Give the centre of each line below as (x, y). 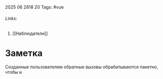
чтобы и (14, 72)
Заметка (24, 53)
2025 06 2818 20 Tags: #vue (35, 7)
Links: (11, 18)
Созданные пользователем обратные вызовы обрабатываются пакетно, (82, 67)
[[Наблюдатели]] (30, 33)
